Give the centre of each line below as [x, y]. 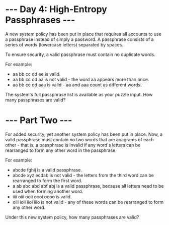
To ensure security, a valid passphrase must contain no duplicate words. [80, 54]
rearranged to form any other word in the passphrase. [61, 150]
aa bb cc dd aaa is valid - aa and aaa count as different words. [77, 85]
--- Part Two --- [39, 120]
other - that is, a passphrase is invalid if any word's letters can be [73, 145]
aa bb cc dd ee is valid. [36, 74]
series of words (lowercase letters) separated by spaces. [64, 44]
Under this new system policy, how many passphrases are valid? [72, 217]
